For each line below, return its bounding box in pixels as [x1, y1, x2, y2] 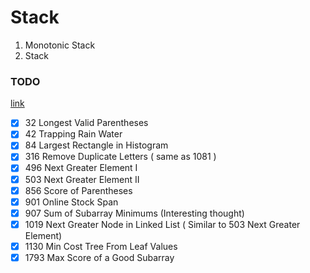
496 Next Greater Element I [24, 162, 138, 174]
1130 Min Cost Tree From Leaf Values [24, 240, 178, 252]
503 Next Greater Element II [24, 173, 140, 185]
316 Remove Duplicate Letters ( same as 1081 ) [24, 151, 217, 163]
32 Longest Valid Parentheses [24, 117, 149, 129]
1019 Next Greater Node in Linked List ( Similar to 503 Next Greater [24, 218, 301, 230]
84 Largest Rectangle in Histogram [24, 139, 169, 151]
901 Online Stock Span [24, 196, 119, 208]
